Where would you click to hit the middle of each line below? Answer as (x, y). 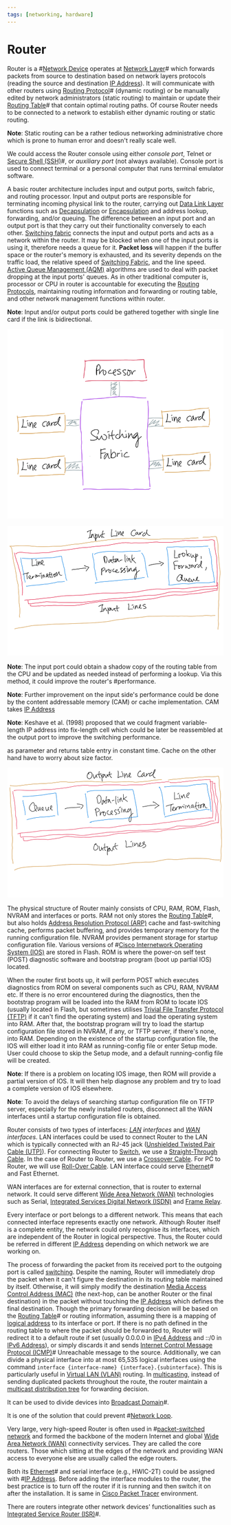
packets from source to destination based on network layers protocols (107, 76)
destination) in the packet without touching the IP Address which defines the (115, 1301)
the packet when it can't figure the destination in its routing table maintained (115, 1279)
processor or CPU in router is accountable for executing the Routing (103, 284)
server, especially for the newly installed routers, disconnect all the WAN (110, 1109)
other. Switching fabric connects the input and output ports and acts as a (111, 232)
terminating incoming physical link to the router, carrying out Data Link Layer (115, 204)
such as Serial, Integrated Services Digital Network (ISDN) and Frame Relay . (114, 1202)
